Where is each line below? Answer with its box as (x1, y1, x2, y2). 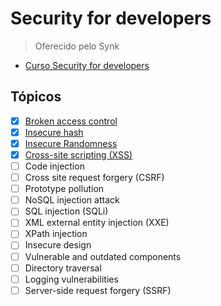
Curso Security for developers (24, 59, 150, 71)
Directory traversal (24, 262, 102, 274)
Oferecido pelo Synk (34, 40, 120, 52)
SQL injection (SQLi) (24, 205, 109, 217)
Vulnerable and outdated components (24, 250, 182, 262)
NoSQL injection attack (24, 194, 120, 206)
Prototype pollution (24, 183, 105, 195)
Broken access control (24, 115, 118, 127)
